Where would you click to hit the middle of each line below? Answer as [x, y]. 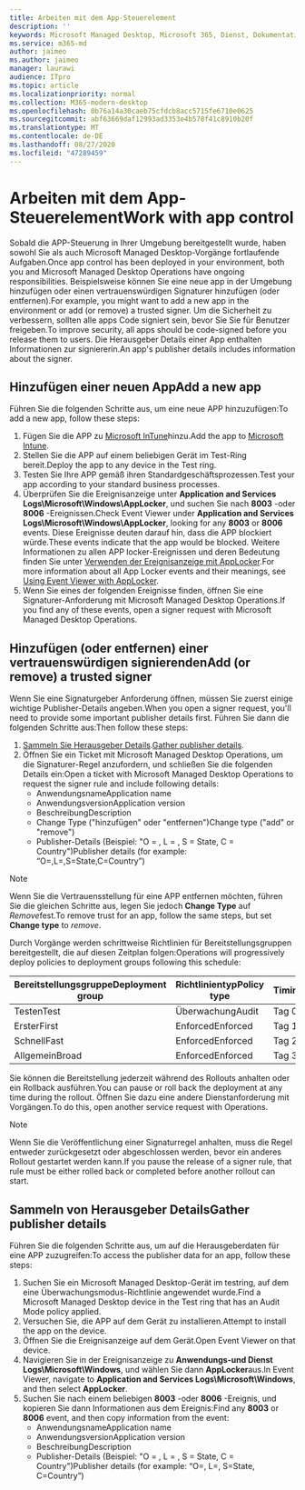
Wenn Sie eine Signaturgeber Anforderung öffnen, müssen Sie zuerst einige [151, 699]
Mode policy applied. [62, 1311]
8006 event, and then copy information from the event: [126, 1418]
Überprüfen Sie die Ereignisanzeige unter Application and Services [149, 494]
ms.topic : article [44, 85]
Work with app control [208, 217]
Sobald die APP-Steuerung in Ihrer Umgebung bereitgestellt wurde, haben [148, 243]
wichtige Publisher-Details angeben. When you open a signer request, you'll [151, 708]
